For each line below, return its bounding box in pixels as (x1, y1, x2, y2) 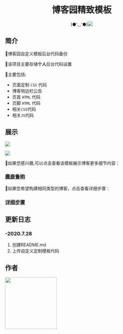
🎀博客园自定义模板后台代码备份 (5, 51, 68, 57)
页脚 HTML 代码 (12, 100, 41, 106)
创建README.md (12, 242, 46, 248)
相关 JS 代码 (12, 112, 34, 118)
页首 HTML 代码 (12, 94, 41, 100)
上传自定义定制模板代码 (12, 248, 59, 254)
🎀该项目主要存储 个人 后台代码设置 (5, 61, 72, 67)
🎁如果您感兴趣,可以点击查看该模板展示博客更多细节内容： (5, 160, 120, 166)
